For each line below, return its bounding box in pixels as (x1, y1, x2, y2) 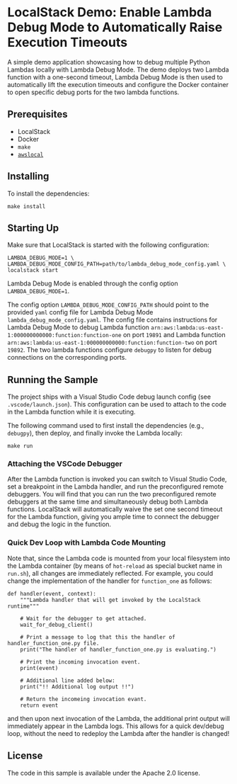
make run (7, 443, 33, 450)
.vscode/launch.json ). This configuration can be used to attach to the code (7, 400, 226, 409)
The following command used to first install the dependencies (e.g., (7, 421, 204, 430)
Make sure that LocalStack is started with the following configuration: (7, 241, 210, 249)
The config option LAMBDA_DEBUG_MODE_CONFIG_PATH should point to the (7, 300, 209, 309)
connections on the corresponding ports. (7, 353, 127, 362)
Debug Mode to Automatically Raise (7, 19, 223, 35)
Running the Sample (7, 373, 98, 386)
